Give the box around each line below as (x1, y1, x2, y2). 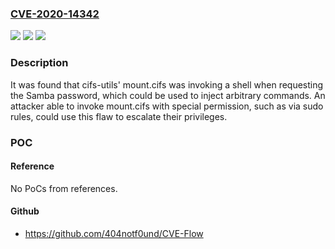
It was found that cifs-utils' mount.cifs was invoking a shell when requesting (10, 78, 324, 91)
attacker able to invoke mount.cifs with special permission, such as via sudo (10, 100, 324, 112)
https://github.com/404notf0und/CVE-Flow (24, 227, 204, 239)
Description (10, 56, 69, 70)
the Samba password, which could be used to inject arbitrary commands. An (10, 89, 326, 101)
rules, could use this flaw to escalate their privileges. (10, 110, 228, 122)
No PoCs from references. (10, 182, 118, 194)
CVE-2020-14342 (10, 7, 100, 21)
